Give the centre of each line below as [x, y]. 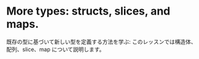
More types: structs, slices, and [89, 11]
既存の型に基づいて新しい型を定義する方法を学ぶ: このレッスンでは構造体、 [101, 41]
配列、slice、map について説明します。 [56, 49]
